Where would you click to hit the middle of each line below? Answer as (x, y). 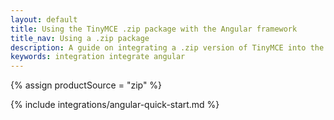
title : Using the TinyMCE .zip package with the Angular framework (154, 29)
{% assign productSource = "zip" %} (86, 85)
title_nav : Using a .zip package (80, 38)
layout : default (44, 19)
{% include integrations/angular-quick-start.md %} (115, 105)
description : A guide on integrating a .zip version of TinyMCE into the (167, 47)
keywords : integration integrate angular (98, 57)
